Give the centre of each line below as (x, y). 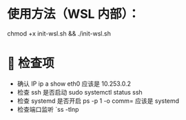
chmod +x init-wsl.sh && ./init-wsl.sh (59, 33)
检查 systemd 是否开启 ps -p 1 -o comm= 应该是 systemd (98, 101)
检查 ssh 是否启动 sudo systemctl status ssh (80, 92)
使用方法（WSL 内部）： (73, 14)
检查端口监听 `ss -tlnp (48, 109)
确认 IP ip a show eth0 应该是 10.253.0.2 (74, 84)
